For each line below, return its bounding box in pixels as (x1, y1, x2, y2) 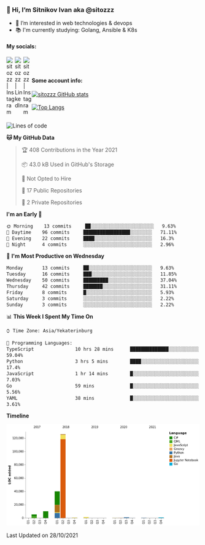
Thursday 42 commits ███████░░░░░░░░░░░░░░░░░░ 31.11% (6, 283, 177, 289)
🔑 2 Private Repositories (21, 199, 83, 206)
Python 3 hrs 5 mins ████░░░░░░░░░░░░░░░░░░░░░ (6, 358, 199, 364)
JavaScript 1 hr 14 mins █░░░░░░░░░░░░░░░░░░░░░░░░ (6, 370, 199, 376)
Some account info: (31, 77, 83, 85)
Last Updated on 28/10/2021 (6, 532, 79, 539)
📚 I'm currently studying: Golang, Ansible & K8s (15, 26, 137, 34)
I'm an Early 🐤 (6, 210, 42, 218)
